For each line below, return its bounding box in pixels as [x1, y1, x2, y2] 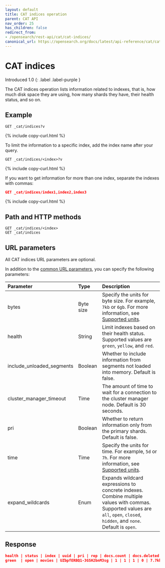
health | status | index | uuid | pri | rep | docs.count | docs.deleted [5, 553, 160, 558]
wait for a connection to [102, 389, 157, 396]
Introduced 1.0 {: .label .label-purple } [5, 77, 81, 83]
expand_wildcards [7, 499, 50, 506]
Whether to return [102, 416, 143, 422]
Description [102, 283, 130, 290]
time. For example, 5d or [102, 448, 157, 455]
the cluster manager [102, 395, 149, 402]
